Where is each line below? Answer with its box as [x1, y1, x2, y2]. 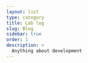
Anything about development [11, 48, 83, 54]
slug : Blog [6, 25, 34, 32]
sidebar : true [6, 31, 42, 37]
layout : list [6, 8, 39, 15]
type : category [6, 14, 45, 20]
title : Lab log [6, 20, 45, 26]
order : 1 [6, 37, 28, 43]
